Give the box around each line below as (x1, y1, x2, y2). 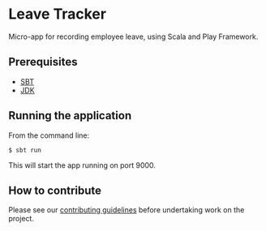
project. (8, 214, 35, 224)
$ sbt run (8, 146, 42, 154)
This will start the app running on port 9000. (8, 160, 157, 170)
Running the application (8, 109, 132, 122)
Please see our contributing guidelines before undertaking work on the (8, 205, 245, 215)
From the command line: (8, 130, 90, 140)
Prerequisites (8, 55, 78, 69)
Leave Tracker (8, 5, 107, 24)
